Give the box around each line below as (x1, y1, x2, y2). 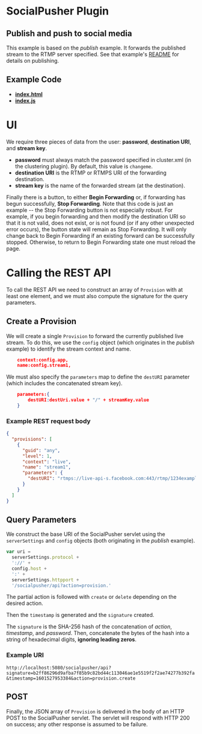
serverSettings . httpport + (11, 576, 79, 583)
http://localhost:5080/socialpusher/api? (6, 665, 112, 671)
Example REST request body (6, 416, 91, 425)
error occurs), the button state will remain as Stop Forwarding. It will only (6, 225, 187, 233)
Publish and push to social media (6, 28, 132, 39)
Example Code (6, 74, 62, 85)
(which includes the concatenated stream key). (6, 380, 123, 387)
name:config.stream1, (17, 362, 71, 369)
